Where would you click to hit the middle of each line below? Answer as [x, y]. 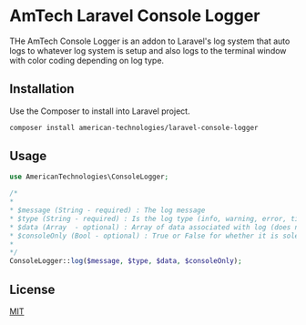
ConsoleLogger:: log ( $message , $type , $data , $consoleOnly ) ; [126, 261]
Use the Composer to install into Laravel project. [100, 111]
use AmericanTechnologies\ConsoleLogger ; [89, 177]
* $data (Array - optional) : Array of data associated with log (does [150, 227]
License [32, 289]
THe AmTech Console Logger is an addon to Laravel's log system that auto [150, 41]
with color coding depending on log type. [87, 60]
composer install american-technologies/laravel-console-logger [134, 127]
